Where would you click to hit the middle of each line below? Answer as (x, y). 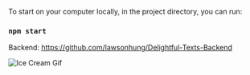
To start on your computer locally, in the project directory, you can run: (125, 12)
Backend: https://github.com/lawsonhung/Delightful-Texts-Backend (121, 48)
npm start (27, 31)
